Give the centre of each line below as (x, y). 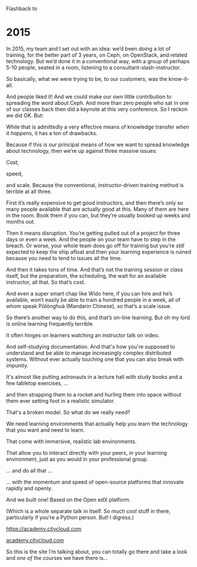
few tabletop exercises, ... (37, 383)
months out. (21, 221)
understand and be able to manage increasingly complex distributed (89, 353)
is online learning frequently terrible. (50, 323)
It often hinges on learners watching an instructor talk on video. (83, 335)
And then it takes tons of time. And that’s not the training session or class (95, 269)
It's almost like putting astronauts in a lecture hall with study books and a (94, 376)
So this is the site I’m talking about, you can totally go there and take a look (97, 552)
